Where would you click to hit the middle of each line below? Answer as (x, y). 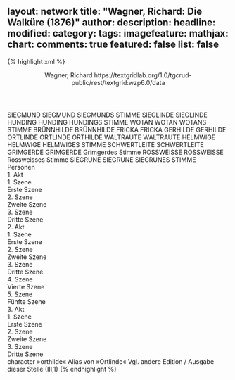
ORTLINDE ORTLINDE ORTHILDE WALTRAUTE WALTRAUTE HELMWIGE (112, 137)
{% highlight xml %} (36, 61)
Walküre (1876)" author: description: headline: (112, 23)
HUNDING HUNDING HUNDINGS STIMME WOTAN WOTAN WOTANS (107, 122)
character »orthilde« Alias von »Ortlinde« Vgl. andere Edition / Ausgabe (111, 361)
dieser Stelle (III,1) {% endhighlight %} (62, 369)
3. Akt (16, 309)
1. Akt (15, 175)
